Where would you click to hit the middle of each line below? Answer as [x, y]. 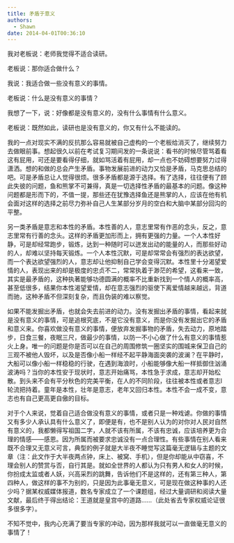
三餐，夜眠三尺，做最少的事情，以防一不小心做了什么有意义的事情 [126, 338]
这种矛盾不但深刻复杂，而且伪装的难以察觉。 [89, 297]
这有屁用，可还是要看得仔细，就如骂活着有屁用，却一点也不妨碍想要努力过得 [117, 160]
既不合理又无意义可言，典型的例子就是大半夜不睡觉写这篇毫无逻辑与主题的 [114, 448]
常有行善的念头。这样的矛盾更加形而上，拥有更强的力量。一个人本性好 [120, 236]
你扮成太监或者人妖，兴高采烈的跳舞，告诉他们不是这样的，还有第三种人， [114, 474]
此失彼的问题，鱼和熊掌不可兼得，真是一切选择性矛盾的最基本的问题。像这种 [117, 186]
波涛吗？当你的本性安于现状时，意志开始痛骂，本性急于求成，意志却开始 [111, 372]
